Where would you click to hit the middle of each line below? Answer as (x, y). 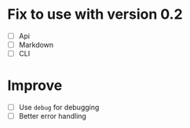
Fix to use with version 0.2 (95, 14)
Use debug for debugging (59, 108)
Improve (35, 85)
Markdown (36, 45)
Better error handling (53, 116)
